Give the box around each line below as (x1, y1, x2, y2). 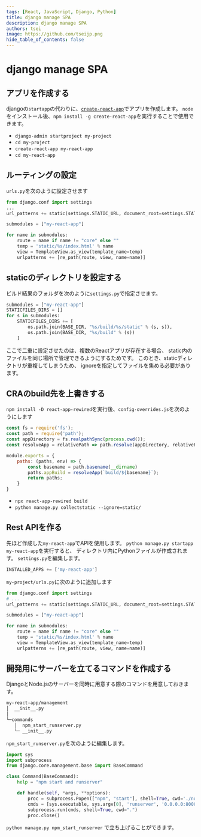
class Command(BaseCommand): (6, 773, 79, 780)
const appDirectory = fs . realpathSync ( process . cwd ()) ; (6, 436, 146, 442)
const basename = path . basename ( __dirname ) (28, 464, 138, 470)
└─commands (6, 717, 33, 723)
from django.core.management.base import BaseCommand (6, 762, 144, 769)
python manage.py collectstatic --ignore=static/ (14, 505, 142, 511)
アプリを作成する (6, 88, 69, 98)
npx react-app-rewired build (14, 498, 88, 505)
